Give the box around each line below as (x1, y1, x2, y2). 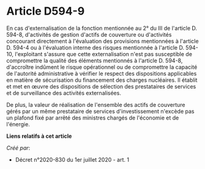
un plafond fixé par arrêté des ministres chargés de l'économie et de (6, 114, 179, 121)
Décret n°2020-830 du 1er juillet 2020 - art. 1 (15, 156, 130, 163)
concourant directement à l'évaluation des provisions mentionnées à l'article (6, 37, 199, 45)
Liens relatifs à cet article (6, 132, 72, 140)
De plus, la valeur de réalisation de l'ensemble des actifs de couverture (6, 101, 185, 108)
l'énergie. (6, 120, 31, 128)
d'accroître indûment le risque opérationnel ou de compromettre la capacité (6, 63, 198, 71)
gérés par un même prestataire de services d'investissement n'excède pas (6, 107, 195, 115)
